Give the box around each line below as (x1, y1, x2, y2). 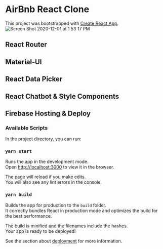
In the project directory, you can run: (5, 136, 81, 142)
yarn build (5, 192, 32, 198)
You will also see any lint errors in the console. (5, 179, 102, 185)
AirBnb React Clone (5, 4, 90, 15)
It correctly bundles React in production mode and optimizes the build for (5, 207, 158, 214)
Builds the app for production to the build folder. (5, 202, 107, 208)
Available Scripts (5, 124, 48, 131)
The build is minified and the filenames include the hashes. (5, 223, 128, 229)
